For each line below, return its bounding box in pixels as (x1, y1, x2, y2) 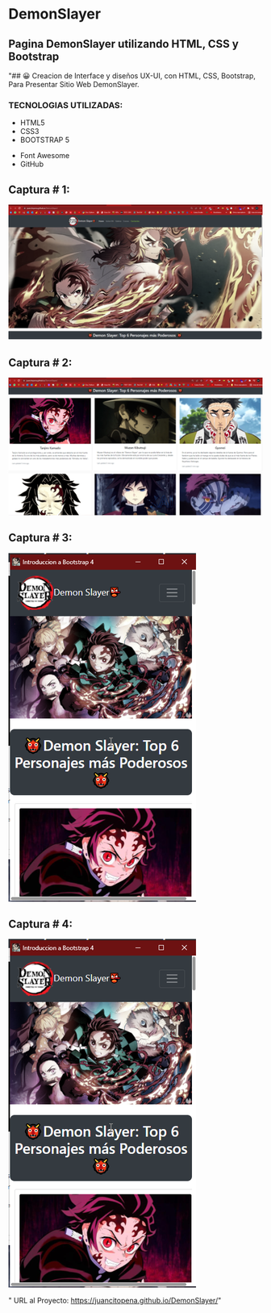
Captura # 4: (8, 918, 73, 931)
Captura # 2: (8, 356, 73, 370)
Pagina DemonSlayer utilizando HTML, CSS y (8, 37, 240, 51)
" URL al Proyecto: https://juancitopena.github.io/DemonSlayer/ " (8, 1296, 222, 1306)
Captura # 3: (8, 531, 73, 545)
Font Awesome (19, 151, 70, 161)
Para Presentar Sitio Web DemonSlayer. (8, 80, 140, 89)
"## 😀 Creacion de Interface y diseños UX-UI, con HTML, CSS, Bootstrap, (8, 71, 256, 81)
